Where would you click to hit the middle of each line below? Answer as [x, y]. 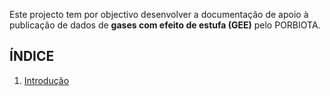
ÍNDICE [32, 56]
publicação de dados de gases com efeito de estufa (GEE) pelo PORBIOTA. [165, 25]
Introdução [46, 80]
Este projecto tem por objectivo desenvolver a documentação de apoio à [159, 14]
